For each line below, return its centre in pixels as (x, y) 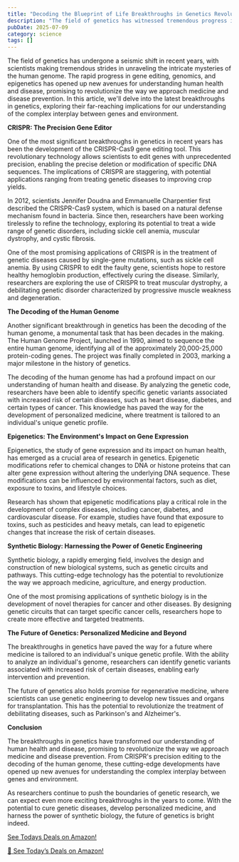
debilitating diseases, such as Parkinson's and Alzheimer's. (94, 714)
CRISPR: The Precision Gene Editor (60, 128)
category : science (34, 34)
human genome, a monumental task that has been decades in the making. (116, 333)
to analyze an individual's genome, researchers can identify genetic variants (119, 662)
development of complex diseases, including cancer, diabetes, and (105, 510)
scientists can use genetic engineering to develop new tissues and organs (116, 699)
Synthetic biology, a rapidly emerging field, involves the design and (106, 560)
